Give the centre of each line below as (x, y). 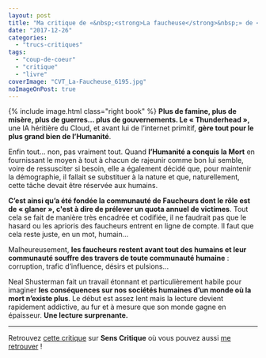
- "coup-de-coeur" (46, 60)
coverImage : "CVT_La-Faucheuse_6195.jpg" (78, 81)
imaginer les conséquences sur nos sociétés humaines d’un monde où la (130, 290)
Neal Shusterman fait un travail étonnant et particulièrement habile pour (125, 282)
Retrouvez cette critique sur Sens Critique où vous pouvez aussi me (120, 338)
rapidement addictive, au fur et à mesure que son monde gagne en (117, 307)
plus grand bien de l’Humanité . (60, 137)
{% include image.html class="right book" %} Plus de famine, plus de (123, 111)
